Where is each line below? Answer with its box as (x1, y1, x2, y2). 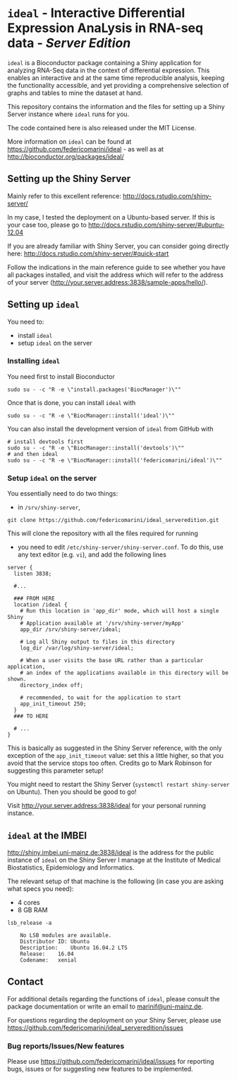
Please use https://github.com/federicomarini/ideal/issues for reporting (7, 1057, 214, 1066)
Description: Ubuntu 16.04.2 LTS (20, 944, 128, 951)
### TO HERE (13, 713, 49, 720)
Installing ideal (7, 356, 61, 366)
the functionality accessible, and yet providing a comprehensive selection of (7, 81, 229, 89)
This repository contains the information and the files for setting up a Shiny (7, 102, 225, 110)
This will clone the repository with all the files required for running (7, 529, 199, 538)
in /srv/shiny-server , (17, 503, 81, 511)
